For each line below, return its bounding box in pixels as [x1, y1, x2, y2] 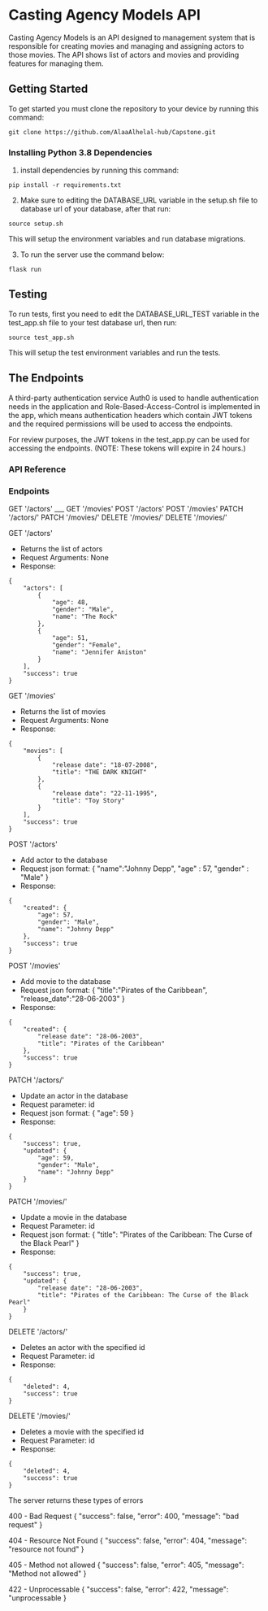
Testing [8, 287, 48, 302]
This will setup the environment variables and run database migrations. [8, 234, 246, 244]
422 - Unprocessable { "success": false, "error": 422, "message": [8, 1584, 229, 1594]
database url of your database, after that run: [19, 204, 171, 214]
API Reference [8, 464, 67, 475]
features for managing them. [8, 59, 104, 68]
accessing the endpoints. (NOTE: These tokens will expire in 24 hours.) [8, 443, 246, 453]
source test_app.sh [8, 333, 75, 342]
